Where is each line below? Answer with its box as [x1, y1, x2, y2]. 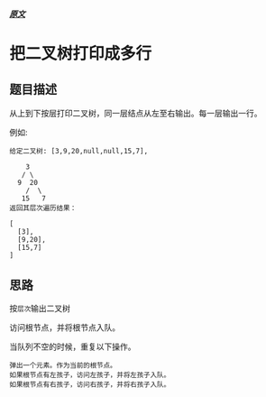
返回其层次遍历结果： [9, 203, 77, 212]
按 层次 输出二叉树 [9, 303, 70, 314]
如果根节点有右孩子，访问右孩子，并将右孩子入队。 [9, 380, 171, 390]
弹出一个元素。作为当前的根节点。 [9, 361, 117, 370]
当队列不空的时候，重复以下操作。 [9, 341, 136, 352]
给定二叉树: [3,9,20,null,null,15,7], [9, 146, 149, 155]
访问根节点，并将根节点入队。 [9, 322, 120, 333]
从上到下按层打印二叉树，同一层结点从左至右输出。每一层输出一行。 [9, 107, 262, 118]
